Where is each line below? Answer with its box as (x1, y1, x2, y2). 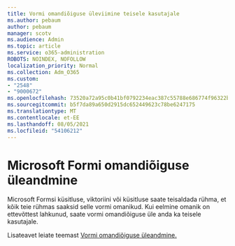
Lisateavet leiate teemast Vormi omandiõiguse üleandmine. (7, 231, 177, 240)
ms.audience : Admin (7, 36, 64, 43)
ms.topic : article (7, 43, 61, 50)
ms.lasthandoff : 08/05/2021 (7, 120, 90, 128)
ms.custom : (7, 75, 39, 82)
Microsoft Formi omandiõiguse (7, 157, 190, 173)
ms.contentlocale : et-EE (7, 114, 80, 121)
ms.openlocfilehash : (7, 95, 68, 102)
